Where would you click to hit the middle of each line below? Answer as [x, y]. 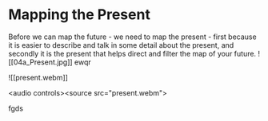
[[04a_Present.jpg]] [41, 62]
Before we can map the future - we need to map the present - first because [133, 37]
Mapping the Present [79, 15]
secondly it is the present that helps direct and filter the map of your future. [132, 53]
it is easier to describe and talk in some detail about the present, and [121, 45]
